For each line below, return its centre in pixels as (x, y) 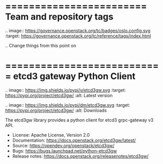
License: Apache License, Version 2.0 (51, 135)
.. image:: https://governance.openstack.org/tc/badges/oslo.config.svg (78, 30)
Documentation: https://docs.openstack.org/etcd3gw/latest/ (74, 140)
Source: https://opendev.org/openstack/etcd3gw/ (63, 146)
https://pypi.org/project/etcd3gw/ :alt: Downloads (56, 110)
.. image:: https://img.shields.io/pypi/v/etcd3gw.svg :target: (66, 90)
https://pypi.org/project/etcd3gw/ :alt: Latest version (59, 95)
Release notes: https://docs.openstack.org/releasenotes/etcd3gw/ (81, 156)
